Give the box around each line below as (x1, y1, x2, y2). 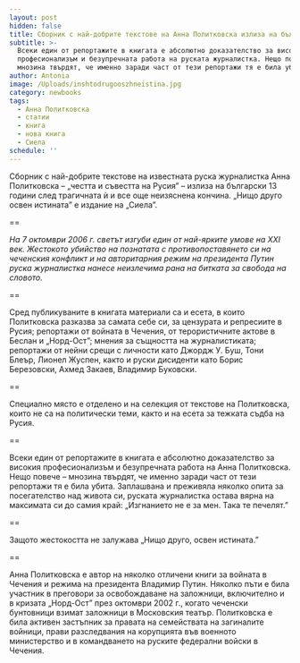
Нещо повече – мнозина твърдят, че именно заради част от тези (9, 471, 257, 481)
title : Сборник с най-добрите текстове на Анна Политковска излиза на (9, 30, 278, 38)
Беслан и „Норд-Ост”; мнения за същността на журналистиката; (9, 335, 257, 345)
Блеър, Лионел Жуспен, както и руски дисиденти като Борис (9, 354, 244, 365)
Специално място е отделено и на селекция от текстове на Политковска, (9, 398, 290, 409)
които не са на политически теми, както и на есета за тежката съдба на (9, 408, 285, 419)
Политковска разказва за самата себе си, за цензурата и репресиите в (9, 316, 283, 327)
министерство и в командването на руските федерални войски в (9, 635, 259, 646)
